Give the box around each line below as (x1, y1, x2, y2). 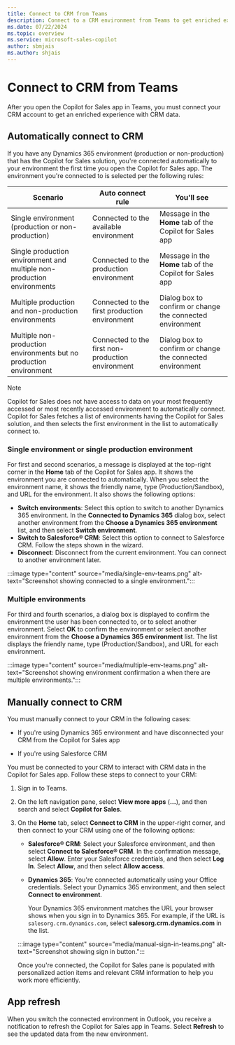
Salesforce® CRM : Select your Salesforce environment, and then (27, 840, 215, 848)
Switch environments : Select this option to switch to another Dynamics (17, 503, 224, 512)
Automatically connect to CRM (7, 130, 143, 142)
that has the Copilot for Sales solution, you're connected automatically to (7, 156, 218, 165)
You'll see (175, 192, 209, 202)
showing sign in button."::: (69, 948, 145, 956)
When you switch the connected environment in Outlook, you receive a (7, 1014, 212, 1023)
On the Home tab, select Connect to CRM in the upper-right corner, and (17, 819, 226, 827)
